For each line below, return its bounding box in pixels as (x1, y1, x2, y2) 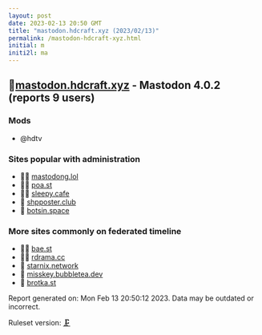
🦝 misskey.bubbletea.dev (19, 269, 103, 279)
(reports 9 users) (8, 91, 95, 105)
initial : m (8, 42, 45, 50)
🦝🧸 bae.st (19, 244, 52, 253)
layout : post (8, 11, 52, 20)
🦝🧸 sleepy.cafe (19, 188, 70, 198)
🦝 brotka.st (19, 278, 57, 288)
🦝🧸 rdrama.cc (19, 252, 66, 262)
